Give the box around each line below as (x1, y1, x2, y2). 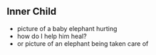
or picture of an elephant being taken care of (16, 39, 149, 48)
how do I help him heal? (16, 32, 87, 40)
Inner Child (6, 6, 57, 18)
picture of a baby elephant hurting (16, 24, 118, 32)
